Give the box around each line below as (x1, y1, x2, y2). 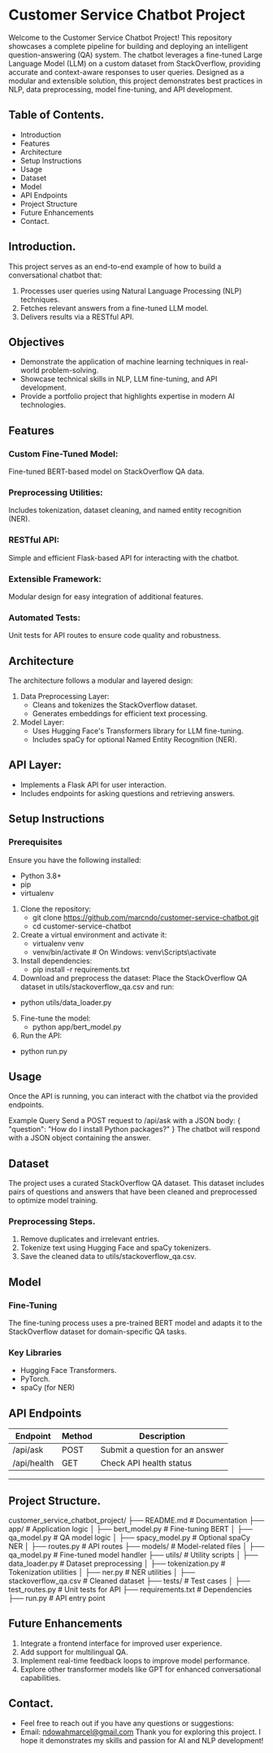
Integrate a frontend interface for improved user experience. (19, 1638, 223, 1648)
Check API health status (100, 1458, 193, 1469)
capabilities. (19, 1672, 61, 1682)
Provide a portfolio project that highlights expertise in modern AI (19, 391, 236, 401)
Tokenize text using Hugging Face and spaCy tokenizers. (19, 1243, 211, 1252)
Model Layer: (19, 718, 65, 728)
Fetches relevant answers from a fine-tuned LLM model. (19, 303, 209, 313)
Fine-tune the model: (19, 1013, 91, 1023)
